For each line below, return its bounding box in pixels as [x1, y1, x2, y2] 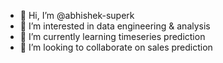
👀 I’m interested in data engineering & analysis [19, 20, 211, 32]
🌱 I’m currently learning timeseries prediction [19, 31, 206, 42]
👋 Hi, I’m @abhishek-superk [19, 10, 135, 21]
